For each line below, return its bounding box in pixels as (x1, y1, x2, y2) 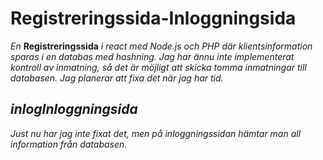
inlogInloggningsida (10, 101, 138, 118)
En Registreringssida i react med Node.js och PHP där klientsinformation (10, 40, 313, 52)
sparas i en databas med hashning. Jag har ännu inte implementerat (10, 50, 295, 62)
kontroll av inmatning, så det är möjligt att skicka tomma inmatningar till (10, 61, 307, 73)
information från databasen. (10, 138, 128, 150)
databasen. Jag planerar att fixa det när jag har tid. (10, 72, 224, 84)
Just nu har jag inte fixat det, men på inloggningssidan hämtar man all (10, 127, 302, 139)
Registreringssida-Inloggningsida (10, 7, 297, 30)
